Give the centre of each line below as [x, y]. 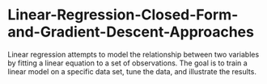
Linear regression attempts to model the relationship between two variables [133, 54]
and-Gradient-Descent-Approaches [131, 32]
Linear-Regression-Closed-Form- [123, 15]
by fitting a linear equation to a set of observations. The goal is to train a [127, 63]
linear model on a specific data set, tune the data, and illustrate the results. [132, 71]
